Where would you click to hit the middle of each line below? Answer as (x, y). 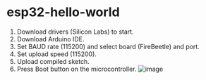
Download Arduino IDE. (50, 39)
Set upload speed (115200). (56, 54)
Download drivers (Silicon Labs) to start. (75, 32)
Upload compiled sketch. (53, 61)
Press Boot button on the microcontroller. (77, 69)
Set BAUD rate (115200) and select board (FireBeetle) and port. (108, 46)
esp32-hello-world (63, 12)
